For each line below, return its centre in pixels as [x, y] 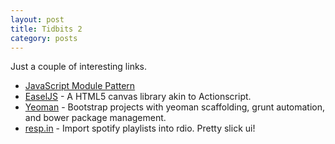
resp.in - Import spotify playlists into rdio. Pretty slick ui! [140, 128]
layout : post [37, 19]
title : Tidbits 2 [46, 29]
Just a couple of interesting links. [79, 67]
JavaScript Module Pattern [80, 86]
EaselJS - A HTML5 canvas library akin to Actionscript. [138, 97]
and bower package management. [95, 118]
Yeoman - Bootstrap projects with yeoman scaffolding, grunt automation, [175, 107]
